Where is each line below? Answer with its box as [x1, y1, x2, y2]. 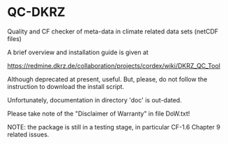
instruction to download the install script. [7, 82, 124, 90]
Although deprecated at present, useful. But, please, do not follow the [7, 74, 208, 83]
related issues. [7, 130, 50, 138]
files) [7, 34, 22, 42]
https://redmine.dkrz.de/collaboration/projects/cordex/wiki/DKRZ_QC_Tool [7, 61, 221, 70]
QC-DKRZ [7, 4, 66, 20]
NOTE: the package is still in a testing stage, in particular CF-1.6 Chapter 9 [7, 122, 221, 131]
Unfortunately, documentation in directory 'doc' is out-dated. [7, 95, 183, 104]
